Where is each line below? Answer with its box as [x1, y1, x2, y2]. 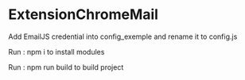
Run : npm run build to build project [8, 62, 124, 72]
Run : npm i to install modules [8, 47, 105, 56]
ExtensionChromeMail [8, 6, 159, 24]
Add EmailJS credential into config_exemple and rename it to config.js [8, 32, 238, 41]
